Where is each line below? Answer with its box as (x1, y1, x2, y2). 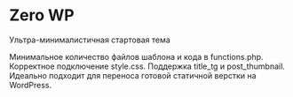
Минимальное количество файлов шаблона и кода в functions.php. (9, 51, 264, 62)
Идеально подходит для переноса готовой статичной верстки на (9, 70, 257, 80)
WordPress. (9, 79, 52, 90)
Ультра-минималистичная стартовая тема (9, 34, 170, 45)
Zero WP (9, 5, 75, 26)
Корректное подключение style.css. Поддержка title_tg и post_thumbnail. (9, 61, 286, 71)
